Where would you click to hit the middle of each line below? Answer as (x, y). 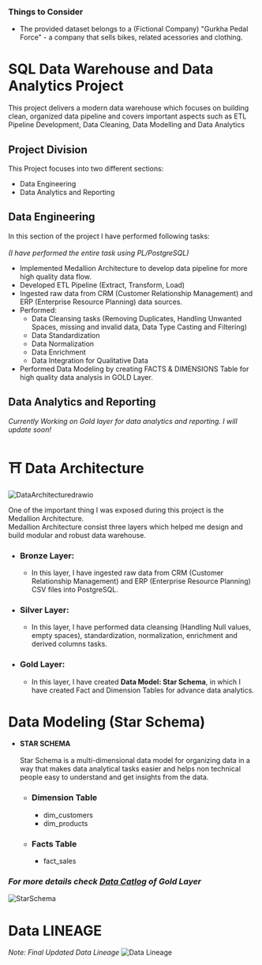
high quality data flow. (56, 276)
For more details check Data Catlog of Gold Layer (105, 881)
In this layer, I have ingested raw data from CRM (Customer (127, 573)
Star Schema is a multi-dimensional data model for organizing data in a (135, 760)
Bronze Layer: (47, 555)
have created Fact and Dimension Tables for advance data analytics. (143, 690)
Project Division (48, 150)
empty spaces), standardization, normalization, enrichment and (135, 636)
